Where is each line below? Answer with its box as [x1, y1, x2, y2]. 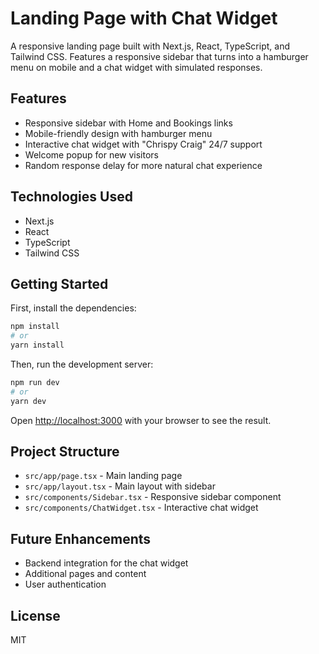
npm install [10, 322, 60, 332]
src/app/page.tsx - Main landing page [24, 470, 183, 482]
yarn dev [10, 396, 47, 406]
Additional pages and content [24, 568, 147, 580]
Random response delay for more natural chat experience [24, 159, 263, 171]
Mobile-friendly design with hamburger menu [24, 127, 213, 139]
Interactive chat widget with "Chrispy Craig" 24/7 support [24, 138, 263, 150]
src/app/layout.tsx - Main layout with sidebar [24, 480, 216, 492]
